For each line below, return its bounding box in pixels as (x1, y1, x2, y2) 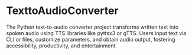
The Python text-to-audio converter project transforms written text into (6, 23, 179, 30)
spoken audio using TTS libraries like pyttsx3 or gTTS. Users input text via (6, 29, 187, 36)
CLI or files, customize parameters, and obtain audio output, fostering (6, 36, 175, 43)
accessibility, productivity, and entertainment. (6, 42, 117, 49)
